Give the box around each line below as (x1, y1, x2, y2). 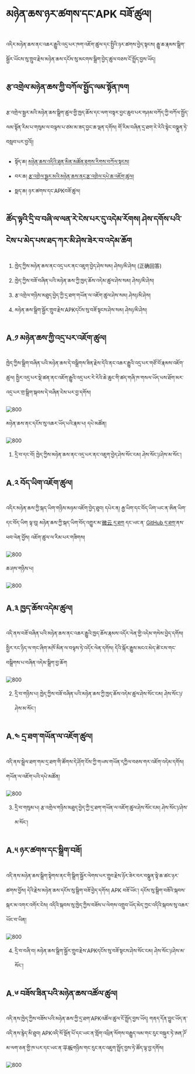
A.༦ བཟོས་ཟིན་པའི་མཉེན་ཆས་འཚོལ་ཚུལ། (6, 988, 118, 998)
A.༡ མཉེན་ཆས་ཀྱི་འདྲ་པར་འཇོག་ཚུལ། (6, 333, 107, 343)
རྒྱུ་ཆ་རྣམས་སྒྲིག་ (156, 40, 186, 47)
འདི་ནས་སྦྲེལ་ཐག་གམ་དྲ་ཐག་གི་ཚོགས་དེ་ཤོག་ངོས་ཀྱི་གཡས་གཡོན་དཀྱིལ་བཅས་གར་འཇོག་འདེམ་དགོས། (6, 758, 184, 765)
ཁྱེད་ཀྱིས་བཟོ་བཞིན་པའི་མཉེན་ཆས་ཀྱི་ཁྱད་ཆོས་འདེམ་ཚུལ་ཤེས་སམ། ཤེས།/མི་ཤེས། (14, 277, 155, 284)
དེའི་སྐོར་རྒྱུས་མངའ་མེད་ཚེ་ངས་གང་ (114, 645, 176, 651)
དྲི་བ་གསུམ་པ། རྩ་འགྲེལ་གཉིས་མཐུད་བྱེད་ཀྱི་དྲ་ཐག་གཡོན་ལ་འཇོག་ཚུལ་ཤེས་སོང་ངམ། (14, 804, 161, 811)
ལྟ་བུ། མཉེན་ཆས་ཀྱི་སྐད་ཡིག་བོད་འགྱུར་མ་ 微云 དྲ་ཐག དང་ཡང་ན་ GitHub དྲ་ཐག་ (29, 519, 176, 526)
